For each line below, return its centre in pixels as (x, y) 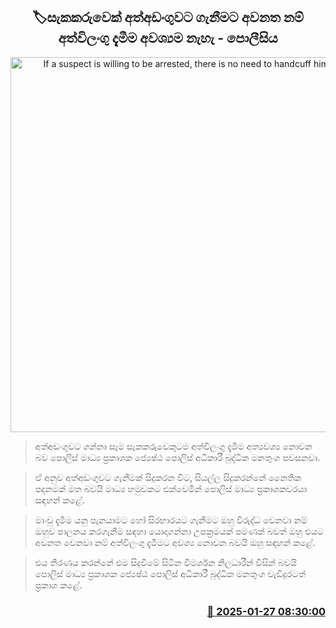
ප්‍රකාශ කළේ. (58, 585)
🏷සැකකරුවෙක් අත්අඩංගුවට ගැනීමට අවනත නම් (168, 17)
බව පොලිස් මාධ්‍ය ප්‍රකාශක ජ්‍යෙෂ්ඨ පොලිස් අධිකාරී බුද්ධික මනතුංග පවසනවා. (177, 457)
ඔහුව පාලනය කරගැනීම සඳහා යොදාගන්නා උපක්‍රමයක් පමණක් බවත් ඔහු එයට (179, 531)
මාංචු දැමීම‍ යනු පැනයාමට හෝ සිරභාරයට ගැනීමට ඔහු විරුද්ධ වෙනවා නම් (171, 520)
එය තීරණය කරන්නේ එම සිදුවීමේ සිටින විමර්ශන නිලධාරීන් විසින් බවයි (165, 562)
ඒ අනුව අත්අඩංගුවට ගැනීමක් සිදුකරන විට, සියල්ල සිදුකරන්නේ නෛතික (168, 477)
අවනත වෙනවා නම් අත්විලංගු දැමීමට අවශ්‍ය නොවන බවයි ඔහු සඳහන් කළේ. (175, 542)
